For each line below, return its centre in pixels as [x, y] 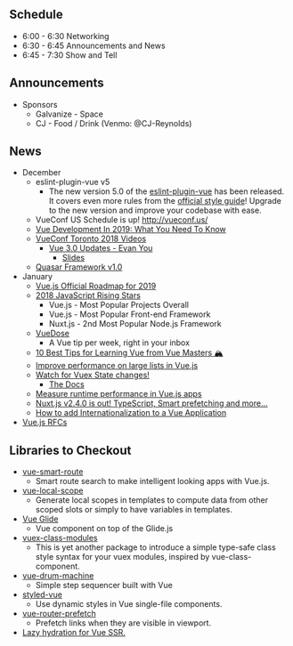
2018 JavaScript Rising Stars [88, 295]
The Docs [66, 384]
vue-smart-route [53, 472]
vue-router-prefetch [59, 614]
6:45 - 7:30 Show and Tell [69, 55]
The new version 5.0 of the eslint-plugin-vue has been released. [167, 191]
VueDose [52, 334]
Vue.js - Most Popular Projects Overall [119, 305]
